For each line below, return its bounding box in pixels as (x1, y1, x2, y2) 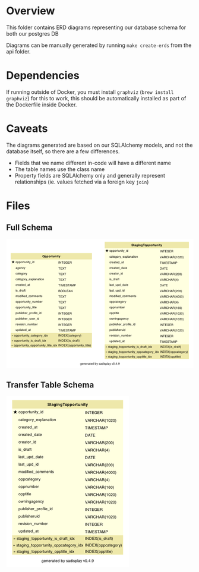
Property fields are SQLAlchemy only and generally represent (14, 172, 165, 179)
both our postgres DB (6, 30, 59, 37)
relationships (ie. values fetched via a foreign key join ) (14, 178, 149, 185)
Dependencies (6, 69, 80, 83)
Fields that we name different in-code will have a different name (14, 159, 171, 166)
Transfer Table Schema (6, 380, 94, 390)
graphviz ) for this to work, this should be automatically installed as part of (6, 94, 187, 102)
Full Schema (6, 223, 53, 233)
